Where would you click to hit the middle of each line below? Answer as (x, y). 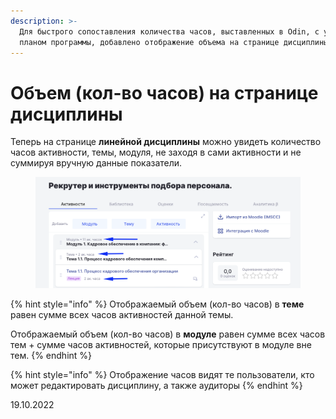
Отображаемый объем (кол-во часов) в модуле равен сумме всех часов (168, 334)
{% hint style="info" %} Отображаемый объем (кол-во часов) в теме (157, 304)
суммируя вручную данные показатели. (96, 163)
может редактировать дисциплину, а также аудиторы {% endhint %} (156, 385)
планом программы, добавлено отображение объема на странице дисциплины (174, 42)
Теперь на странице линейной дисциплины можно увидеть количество (166, 142)
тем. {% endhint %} (51, 355)
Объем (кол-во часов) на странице (164, 92)
